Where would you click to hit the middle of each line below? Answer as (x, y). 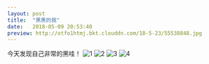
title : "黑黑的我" (34, 20)
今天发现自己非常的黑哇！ (44, 54)
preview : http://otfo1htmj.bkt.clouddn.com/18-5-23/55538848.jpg (104, 33)
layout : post (26, 14)
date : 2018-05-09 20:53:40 (50, 26)
